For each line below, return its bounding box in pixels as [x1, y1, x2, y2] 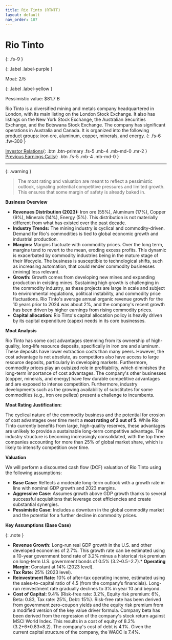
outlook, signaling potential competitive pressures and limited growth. [17, 184, 165, 190]
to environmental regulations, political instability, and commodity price [12, 290, 161, 297]
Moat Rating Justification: [5, 402, 62, 408]
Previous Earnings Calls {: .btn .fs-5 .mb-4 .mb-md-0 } [5, 154, 119, 160]
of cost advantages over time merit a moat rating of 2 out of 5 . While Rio [5, 417, 159, 423]
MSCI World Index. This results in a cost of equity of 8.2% [12, 618, 136, 625]
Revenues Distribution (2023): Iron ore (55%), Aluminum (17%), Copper [12, 209, 166, 215]
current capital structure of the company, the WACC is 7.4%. [12, 629, 141, 635]
